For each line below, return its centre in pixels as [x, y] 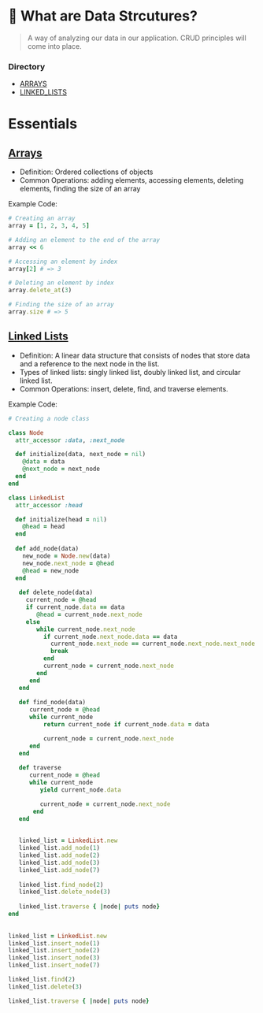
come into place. [55, 46]
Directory [27, 66]
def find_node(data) [52, 703]
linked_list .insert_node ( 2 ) [54, 951]
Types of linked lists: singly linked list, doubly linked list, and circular [130, 372]
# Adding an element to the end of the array [84, 239]
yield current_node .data [81, 790]
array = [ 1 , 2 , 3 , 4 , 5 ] [49, 226]
